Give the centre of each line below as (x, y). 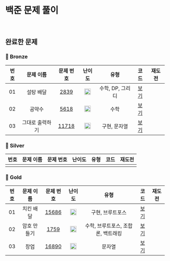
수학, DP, (110, 88)
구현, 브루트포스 (109, 212)
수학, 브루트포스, (104, 226)
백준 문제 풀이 (32, 10)
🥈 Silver (15, 145)
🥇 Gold (13, 177)
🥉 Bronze (16, 57)
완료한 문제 (22, 42)
